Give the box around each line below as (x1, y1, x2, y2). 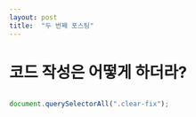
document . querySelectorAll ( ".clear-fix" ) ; (9, 99, 169, 109)
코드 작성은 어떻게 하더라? (9, 62, 187, 82)
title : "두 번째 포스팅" (9, 21, 94, 30)
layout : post (9, 12, 58, 22)
